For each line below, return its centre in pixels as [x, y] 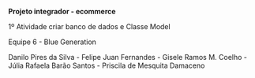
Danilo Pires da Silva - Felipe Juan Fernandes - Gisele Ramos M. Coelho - [127, 57]
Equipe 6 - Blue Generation [52, 42]
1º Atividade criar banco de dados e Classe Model [90, 26]
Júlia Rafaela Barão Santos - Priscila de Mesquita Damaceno [107, 65]
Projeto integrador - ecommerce [62, 11]
